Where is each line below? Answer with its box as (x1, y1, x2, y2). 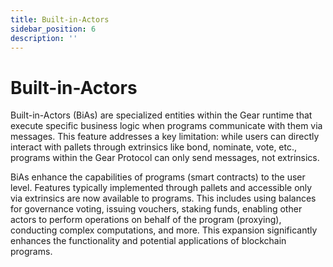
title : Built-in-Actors (10, 14, 110, 25)
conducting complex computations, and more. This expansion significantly (10, 224, 318, 236)
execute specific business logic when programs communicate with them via (10, 120, 323, 132)
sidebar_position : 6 (10, 24, 97, 34)
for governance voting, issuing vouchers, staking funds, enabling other (10, 203, 303, 215)
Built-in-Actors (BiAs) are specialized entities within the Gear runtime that (10, 109, 313, 121)
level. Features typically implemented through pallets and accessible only (10, 182, 313, 194)
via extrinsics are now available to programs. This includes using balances (10, 192, 317, 205)
